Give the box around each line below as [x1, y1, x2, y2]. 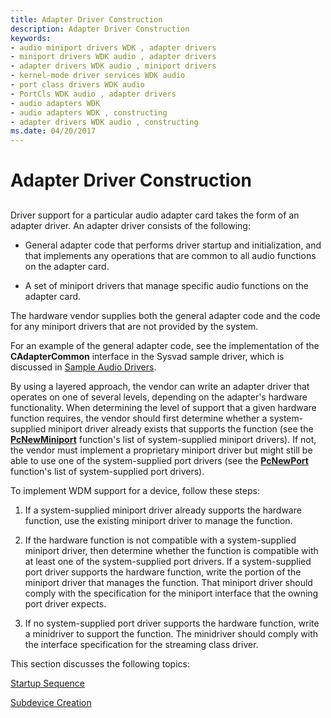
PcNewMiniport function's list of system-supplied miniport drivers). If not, [10, 433, 317, 445]
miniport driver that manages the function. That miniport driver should [24, 576, 313, 588]
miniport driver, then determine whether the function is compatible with [24, 544, 319, 556]
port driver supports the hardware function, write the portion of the [24, 566, 302, 578]
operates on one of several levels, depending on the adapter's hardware [10, 391, 308, 403]
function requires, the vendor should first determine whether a [10, 412, 268, 424]
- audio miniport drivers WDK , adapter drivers [10, 42, 217, 53]
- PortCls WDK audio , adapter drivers [10, 89, 177, 99]
